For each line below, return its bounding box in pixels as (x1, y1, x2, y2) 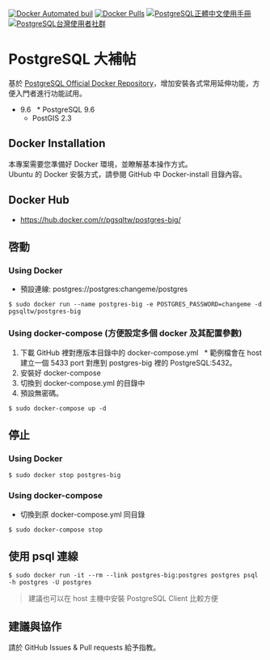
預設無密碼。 (19, 388, 63, 398)
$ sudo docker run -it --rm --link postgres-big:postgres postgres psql (8, 571, 259, 580)
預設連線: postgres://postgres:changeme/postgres (19, 284, 188, 294)
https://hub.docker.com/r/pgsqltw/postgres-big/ (19, 214, 181, 224)
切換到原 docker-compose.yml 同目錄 (19, 510, 146, 519)
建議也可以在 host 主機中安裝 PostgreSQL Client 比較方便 (27, 594, 218, 603)
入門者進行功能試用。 (15, 88, 86, 98)
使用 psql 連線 (8, 549, 78, 563)
